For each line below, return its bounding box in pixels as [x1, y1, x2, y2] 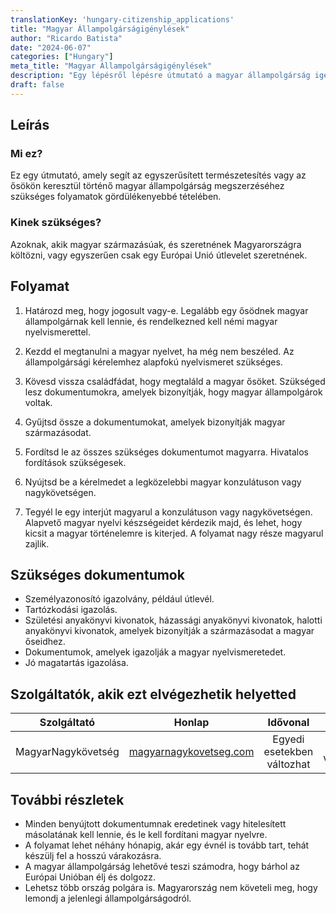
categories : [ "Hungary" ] [10, 52, 114, 62]
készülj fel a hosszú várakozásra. [24, 849, 162, 861]
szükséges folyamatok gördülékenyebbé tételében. [10, 191, 222, 203]
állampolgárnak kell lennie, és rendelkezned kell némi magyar [24, 315, 278, 327]
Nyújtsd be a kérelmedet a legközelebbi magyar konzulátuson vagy [24, 476, 302, 488]
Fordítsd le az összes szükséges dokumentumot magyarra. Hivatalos [24, 446, 309, 458]
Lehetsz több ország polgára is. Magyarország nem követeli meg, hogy [24, 881, 318, 893]
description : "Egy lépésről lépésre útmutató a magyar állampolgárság [10, 71, 311, 81]
